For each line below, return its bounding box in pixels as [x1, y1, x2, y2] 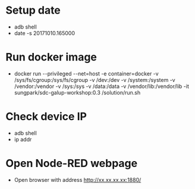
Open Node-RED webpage [5, 157, 138, 170]
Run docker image [5, 51, 97, 64]
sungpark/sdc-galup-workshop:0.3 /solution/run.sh [14, 89, 141, 96]
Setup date [5, 4, 61, 17]
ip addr [14, 136, 32, 143]
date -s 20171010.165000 [14, 29, 76, 36]
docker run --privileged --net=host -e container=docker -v [14, 70, 159, 77]
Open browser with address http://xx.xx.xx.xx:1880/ [14, 176, 141, 183]
